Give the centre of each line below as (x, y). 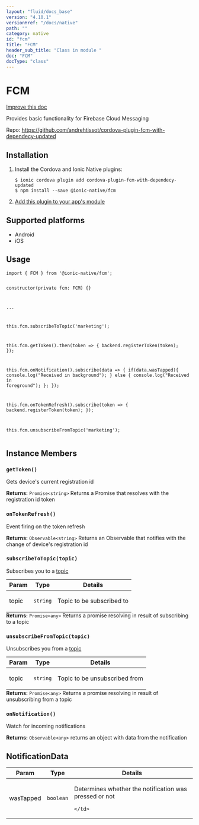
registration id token (31, 500)
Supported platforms (45, 220)
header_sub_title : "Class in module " (54, 50)
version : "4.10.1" (29, 17)
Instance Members (41, 453)
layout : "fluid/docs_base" (39, 12)
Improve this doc (27, 107)
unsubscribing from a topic (39, 699)
